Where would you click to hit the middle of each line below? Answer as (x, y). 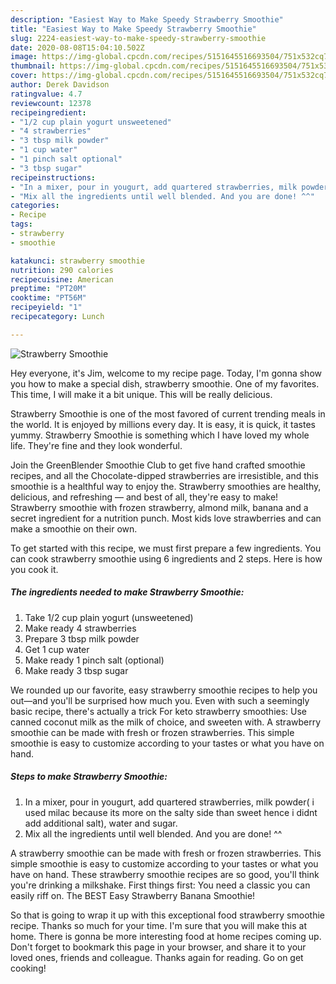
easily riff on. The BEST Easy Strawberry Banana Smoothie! (133, 895)
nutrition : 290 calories (62, 270)
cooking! (28, 968)
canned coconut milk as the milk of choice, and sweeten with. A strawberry (166, 722)
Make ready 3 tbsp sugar (76, 670)
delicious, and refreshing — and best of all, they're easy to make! (144, 497)
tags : (21, 224)
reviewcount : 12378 (51, 103)
